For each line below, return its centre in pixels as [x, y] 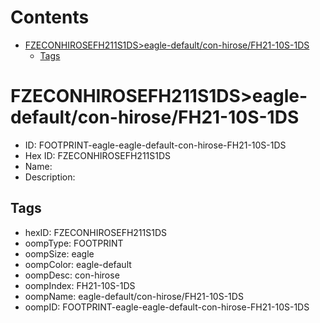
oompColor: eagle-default [78, 264]
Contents [50, 17]
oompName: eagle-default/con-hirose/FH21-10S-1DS [134, 296]
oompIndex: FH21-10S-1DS [80, 285]
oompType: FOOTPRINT [74, 243]
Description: [50, 177]
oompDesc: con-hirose [72, 275]
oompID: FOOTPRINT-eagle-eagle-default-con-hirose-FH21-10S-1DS [167, 307]
